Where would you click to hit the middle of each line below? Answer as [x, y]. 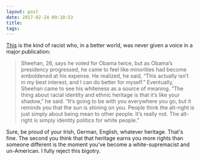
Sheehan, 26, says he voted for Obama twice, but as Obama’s [97, 63]
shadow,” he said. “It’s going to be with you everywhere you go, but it [106, 101]
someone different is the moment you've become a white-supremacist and [98, 144]
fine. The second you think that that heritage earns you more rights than [95, 139]
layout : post [22, 12]
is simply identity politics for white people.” [87, 121]
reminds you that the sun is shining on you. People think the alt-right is [107, 107]
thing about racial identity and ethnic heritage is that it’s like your [100, 95]
